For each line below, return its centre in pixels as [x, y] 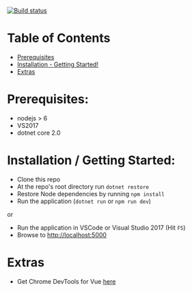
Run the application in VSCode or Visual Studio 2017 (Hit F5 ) [101, 227]
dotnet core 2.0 [39, 133]
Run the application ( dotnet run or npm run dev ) [84, 201]
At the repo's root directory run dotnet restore [83, 186]
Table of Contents [59, 38]
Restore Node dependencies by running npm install [91, 194]
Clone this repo [38, 179]
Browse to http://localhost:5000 [62, 235]
